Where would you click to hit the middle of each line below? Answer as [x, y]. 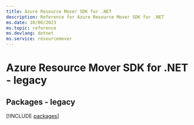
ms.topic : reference [31, 28]
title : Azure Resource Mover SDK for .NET [59, 11]
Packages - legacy [41, 102]
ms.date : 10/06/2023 [31, 22]
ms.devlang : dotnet [30, 33]
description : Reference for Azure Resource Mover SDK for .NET [85, 17]
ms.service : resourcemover [39, 39]
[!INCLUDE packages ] [33, 116]
